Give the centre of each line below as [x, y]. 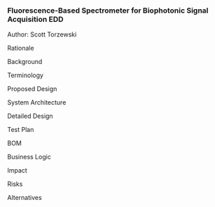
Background [25, 62]
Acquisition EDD [36, 19]
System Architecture [37, 102]
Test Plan [21, 130]
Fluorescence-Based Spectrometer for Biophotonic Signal [108, 11]
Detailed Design [30, 116]
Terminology [26, 75]
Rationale [21, 48]
